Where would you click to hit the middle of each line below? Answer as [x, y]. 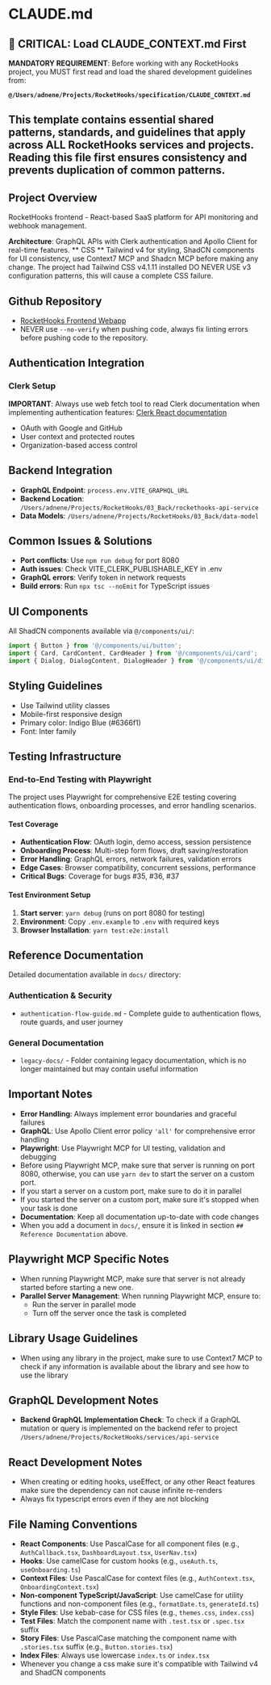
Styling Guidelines [56, 686]
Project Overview [53, 197]
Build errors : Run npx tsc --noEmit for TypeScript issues [115, 586]
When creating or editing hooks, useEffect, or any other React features [138, 1482]
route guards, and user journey [71, 1021]
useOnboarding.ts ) [50, 1569]
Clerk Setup [32, 386]
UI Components [48, 612]
